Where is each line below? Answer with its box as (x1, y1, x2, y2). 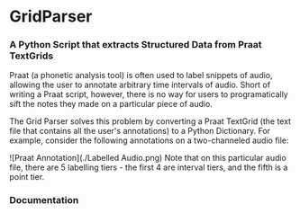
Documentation (9, 194, 79, 207)
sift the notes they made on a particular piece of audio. (9, 99, 214, 110)
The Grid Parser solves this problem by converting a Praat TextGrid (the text (9, 116, 291, 127)
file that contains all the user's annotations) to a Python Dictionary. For (9, 126, 271, 137)
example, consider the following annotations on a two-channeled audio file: (9, 135, 289, 146)
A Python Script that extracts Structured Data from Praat (9, 39, 262, 51)
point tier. (9, 172, 45, 182)
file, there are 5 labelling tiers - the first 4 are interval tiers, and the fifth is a (9, 162, 288, 173)
